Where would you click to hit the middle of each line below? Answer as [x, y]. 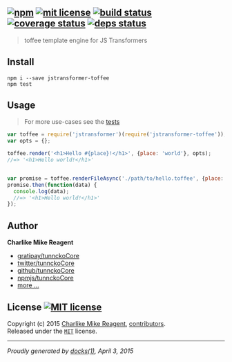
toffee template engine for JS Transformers [86, 40]
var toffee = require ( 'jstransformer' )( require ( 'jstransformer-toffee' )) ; [117, 135]
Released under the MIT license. [52, 331]
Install [21, 62]
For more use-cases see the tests [72, 122]
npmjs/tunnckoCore [45, 278]
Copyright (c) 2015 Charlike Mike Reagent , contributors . [86, 323]
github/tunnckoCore [46, 271]
